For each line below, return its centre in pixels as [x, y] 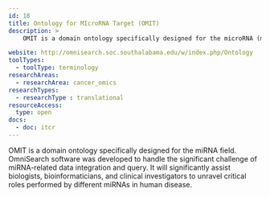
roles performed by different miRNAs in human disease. [100, 184]
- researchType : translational [70, 97]
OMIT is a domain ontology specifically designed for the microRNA [138, 38]
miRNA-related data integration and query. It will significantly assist [119, 167]
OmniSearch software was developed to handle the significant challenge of [133, 158]
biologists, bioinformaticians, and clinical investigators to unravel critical [127, 176]
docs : [17, 120]
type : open [34, 113]
